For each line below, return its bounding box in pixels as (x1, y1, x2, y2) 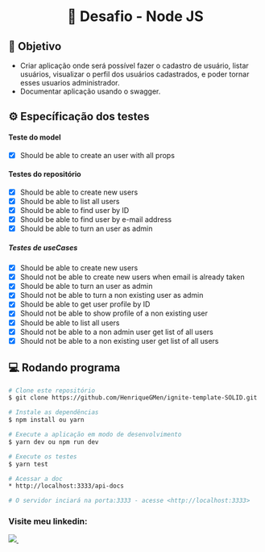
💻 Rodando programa (8, 361, 121, 374)
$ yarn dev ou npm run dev (8, 437, 99, 446)
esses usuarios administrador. (19, 78, 120, 87)
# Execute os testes (8, 452, 78, 461)
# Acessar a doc (8, 475, 63, 483)
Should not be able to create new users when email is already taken (19, 272, 245, 282)
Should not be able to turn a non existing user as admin (19, 291, 204, 300)
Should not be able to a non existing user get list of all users (19, 336, 219, 345)
